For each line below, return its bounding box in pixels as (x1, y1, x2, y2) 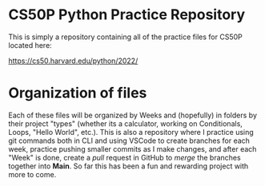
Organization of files (8, 84, 147, 102)
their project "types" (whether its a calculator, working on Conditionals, (8, 118, 243, 129)
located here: (8, 40, 52, 49)
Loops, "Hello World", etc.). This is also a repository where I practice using (8, 127, 254, 137)
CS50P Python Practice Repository (8, 6, 246, 24)
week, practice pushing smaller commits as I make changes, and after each (8, 144, 257, 153)
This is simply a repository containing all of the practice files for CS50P (8, 32, 243, 42)
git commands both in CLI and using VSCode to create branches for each (8, 136, 251, 145)
